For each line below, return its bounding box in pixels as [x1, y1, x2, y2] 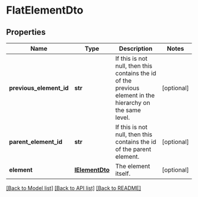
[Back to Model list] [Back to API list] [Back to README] [6, 185, 141, 192]
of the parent [115, 145, 151, 153]
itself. [115, 169, 131, 178]
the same [115, 106, 141, 114]
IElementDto [74, 166, 110, 174]
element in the [115, 91, 155, 99]
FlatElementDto [6, 4, 84, 17]
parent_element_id [9, 138, 63, 146]
